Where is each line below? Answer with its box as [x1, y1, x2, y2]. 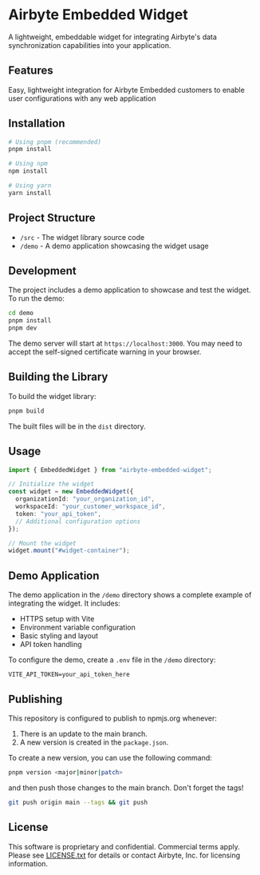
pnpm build [8, 406, 45, 415]
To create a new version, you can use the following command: [8, 753, 213, 762]
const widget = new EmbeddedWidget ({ [8, 488, 134, 496]
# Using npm [8, 160, 48, 168]
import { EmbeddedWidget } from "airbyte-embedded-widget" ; [8, 465, 213, 473]
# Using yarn [8, 182, 52, 190]
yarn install [8, 189, 52, 197]
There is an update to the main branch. [19, 729, 148, 738]
